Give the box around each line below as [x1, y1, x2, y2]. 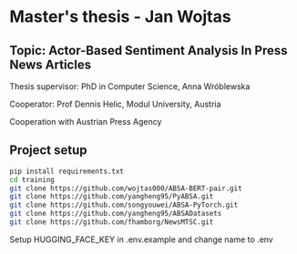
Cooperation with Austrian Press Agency [9, 117, 162, 127]
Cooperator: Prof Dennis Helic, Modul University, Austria [9, 98, 221, 109]
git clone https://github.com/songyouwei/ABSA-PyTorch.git [9, 200, 239, 210]
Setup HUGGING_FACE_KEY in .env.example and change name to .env [9, 234, 273, 245]
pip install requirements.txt [9, 167, 125, 176]
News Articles [9, 56, 92, 72]
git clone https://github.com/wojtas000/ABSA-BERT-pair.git [9, 184, 243, 193]
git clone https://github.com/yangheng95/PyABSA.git [9, 192, 214, 201]
